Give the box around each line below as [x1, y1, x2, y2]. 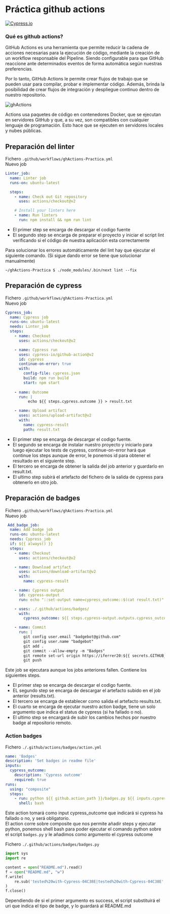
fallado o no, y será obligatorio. [5, 815, 70, 821]
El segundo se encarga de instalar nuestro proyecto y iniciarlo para [12, 441, 153, 447]
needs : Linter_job [10, 324, 49, 329]
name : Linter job [10, 176, 47, 181]
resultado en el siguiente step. [12, 458, 76, 464]
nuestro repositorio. [5, 92, 47, 98]
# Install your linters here [14, 208, 76, 213]
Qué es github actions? [5, 33, 63, 40]
